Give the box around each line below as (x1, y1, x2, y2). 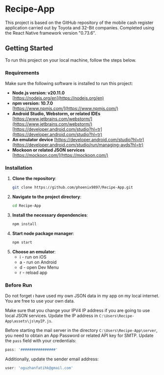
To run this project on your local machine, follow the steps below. (5, 57, 137, 63)
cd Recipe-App (12, 203, 41, 208)
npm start (12, 240, 33, 245)
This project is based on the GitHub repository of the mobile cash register (5, 20, 154, 25)
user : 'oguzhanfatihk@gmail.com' (5, 366, 73, 371)
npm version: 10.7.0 (12, 100, 53, 106)
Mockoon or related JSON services (12, 147, 85, 153)
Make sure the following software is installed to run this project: (5, 81, 133, 87)
